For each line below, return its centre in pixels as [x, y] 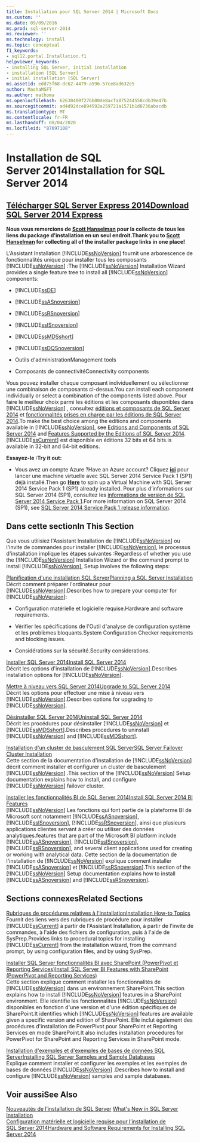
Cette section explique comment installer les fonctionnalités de [84, 982]
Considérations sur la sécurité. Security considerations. [82, 650]
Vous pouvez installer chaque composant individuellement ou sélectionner [98, 383]
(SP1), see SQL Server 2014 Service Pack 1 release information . [93, 508]
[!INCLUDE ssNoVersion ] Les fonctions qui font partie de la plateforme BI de [99, 810]
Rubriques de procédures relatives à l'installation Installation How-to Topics [99, 913]
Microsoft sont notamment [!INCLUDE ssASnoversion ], [73, 816]
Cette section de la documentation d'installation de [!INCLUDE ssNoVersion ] [99, 760]
